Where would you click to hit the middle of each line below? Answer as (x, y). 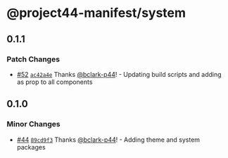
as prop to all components (55, 82)
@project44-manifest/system (96, 13)
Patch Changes (33, 59)
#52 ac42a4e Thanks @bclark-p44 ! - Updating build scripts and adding (119, 74)
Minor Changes (33, 124)
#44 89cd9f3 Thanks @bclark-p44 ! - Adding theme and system (108, 140)
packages (31, 147)
